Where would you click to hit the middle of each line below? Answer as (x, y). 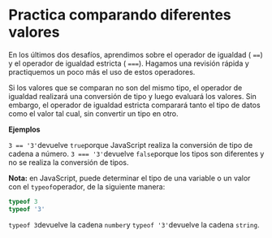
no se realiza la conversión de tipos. (69, 162)
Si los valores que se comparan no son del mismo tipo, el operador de (125, 88)
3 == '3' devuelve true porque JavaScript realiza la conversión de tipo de (131, 145)
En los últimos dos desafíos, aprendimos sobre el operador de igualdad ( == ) (136, 54)
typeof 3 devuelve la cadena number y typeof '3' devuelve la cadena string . (134, 224)
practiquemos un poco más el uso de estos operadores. (102, 71)
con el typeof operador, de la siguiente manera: (87, 186)
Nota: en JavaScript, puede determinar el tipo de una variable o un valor (130, 178)
